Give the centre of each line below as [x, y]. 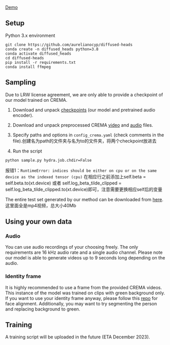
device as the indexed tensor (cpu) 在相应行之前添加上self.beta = [76, 176]
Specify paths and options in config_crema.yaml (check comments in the [88, 135]
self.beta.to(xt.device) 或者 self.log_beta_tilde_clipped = [63, 183]
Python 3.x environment [30, 35]
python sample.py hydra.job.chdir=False [49, 160]
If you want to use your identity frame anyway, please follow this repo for [82, 298]
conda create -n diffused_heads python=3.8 [52, 49]
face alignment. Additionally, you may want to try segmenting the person [81, 303]
